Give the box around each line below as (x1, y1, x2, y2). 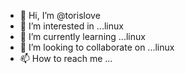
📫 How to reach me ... (19, 53, 113, 64)
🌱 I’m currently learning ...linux (19, 31, 146, 42)
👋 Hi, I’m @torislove (19, 10, 101, 21)
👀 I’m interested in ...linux (19, 20, 124, 32)
